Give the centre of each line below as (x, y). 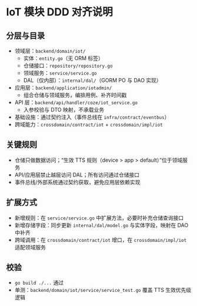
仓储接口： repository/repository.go (68, 66)
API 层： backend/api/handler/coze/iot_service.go (76, 102)
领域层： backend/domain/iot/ (50, 51)
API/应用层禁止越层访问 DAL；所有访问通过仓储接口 (77, 175)
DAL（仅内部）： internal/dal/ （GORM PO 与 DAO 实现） (92, 80)
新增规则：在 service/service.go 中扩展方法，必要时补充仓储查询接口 (99, 218)
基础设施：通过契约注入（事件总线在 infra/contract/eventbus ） (92, 117)
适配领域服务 (30, 247)
